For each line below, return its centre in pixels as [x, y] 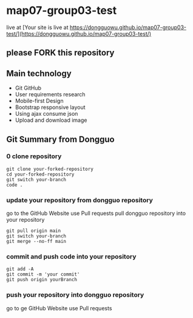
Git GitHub [28, 88]
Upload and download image [51, 120]
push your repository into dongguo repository [75, 295]
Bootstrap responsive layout [50, 107]
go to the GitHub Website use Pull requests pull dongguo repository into [96, 213]
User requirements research [50, 94]
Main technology [39, 73]
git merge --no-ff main [36, 242]
